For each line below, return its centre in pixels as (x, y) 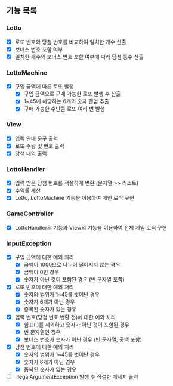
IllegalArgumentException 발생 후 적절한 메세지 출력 (76, 377)
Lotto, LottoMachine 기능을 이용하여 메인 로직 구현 (74, 198)
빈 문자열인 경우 (42, 332)
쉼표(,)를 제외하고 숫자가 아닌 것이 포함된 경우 (77, 325)
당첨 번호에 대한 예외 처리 (44, 347)
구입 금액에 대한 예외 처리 (44, 257)
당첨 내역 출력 (31, 153)
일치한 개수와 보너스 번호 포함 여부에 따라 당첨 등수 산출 (79, 57)
